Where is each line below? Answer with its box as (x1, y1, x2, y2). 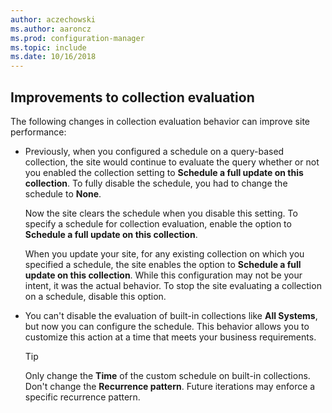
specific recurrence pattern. (24, 391, 141, 403)
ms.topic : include (10, 42, 87, 53)
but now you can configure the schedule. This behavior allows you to (24, 320, 310, 332)
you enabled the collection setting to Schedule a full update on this (24, 166, 304, 178)
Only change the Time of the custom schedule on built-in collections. (24, 369, 311, 381)
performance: (10, 126, 67, 138)
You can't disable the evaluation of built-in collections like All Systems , (24, 309, 318, 321)
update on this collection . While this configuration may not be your (24, 269, 303, 281)
